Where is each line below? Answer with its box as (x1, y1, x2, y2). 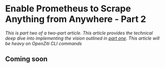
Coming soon (5, 55, 48, 64)
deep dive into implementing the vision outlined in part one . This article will (5, 35, 160, 41)
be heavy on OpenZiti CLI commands (5, 40, 82, 46)
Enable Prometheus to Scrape (5, 3, 131, 14)
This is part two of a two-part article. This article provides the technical (5, 30, 153, 36)
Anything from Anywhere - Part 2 (5, 13, 146, 25)
